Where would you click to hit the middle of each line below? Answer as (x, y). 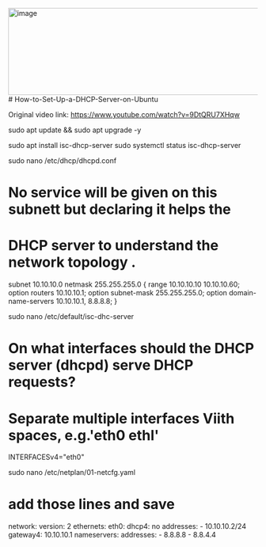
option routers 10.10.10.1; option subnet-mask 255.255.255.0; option (118, 293)
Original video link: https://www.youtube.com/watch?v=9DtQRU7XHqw (124, 114)
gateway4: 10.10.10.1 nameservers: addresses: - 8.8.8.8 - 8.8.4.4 (112, 535)
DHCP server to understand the (114, 246)
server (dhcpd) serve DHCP (101, 365)
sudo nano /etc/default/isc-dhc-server (71, 317)
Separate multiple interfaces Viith (122, 418)
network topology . (72, 262)
